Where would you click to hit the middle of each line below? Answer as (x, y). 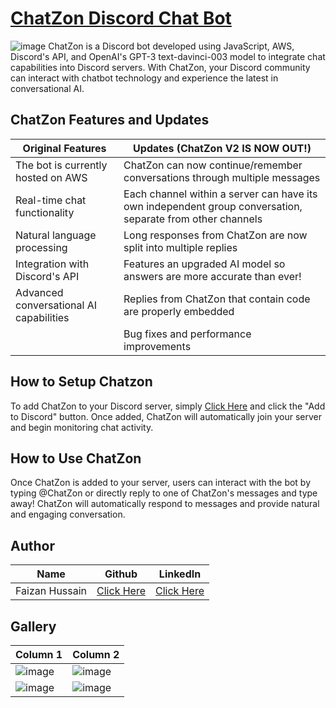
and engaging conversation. (68, 514)
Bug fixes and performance (187, 334)
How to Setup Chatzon (81, 382)
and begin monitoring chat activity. (82, 427)
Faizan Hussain (51, 591)
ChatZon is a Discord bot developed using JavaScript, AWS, (171, 46)
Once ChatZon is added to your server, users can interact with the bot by (161, 483)
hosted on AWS (51, 177)
